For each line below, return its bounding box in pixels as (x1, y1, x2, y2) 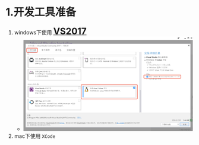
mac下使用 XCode (14, 133, 56, 140)
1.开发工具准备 (5, 5, 77, 19)
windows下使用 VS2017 (14, 25, 87, 37)
